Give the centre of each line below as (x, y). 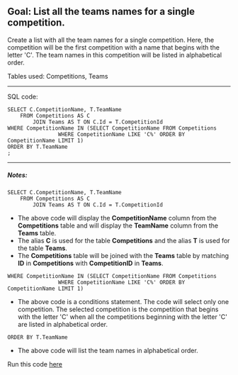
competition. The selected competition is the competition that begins (118, 309)
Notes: (18, 175)
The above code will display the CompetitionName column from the (117, 218)
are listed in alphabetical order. (63, 324)
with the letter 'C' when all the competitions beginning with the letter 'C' (123, 317)
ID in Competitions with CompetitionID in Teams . (91, 263)
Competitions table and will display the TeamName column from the (118, 225)
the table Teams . (42, 248)
